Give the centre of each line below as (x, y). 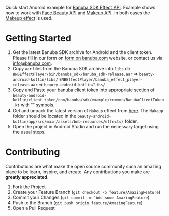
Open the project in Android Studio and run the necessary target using (86, 126)
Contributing (33, 152)
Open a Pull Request (34, 208)
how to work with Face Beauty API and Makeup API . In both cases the (78, 13)
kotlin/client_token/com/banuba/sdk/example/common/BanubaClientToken (88, 100)
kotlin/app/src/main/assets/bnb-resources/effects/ (68, 121)
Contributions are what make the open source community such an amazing (83, 166)
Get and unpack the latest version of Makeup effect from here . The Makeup (88, 110)
